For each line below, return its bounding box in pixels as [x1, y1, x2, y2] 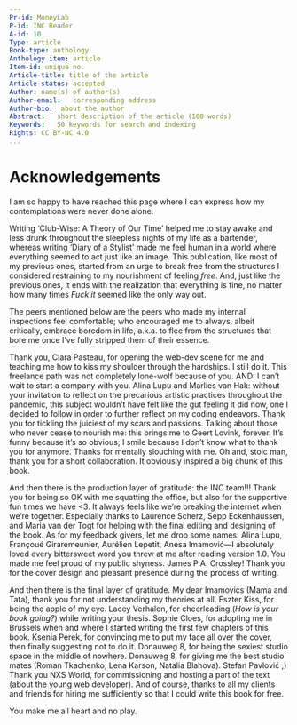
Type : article [9, 37, 62, 47]
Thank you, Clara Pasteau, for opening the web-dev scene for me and [9, 352, 264, 362]
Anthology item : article [9, 54, 101, 63]
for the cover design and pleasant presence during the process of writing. [9, 567, 279, 578]
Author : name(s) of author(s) [9, 87, 121, 96]
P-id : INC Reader [9, 21, 74, 30]
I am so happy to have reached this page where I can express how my [9, 196, 265, 207]
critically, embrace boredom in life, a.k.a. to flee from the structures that [9, 325, 272, 336]
